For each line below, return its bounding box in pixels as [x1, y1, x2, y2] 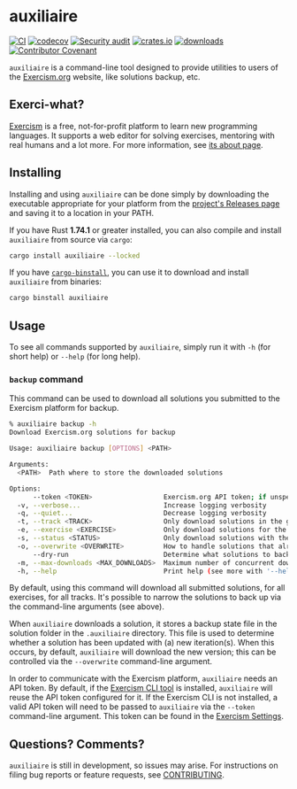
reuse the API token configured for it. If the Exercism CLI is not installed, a [9, 692, 278, 703]
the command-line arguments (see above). [9, 601, 165, 612]
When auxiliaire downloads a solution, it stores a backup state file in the [9, 618, 278, 630]
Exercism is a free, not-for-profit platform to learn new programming [9, 120, 258, 131]
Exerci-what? [9, 97, 85, 112]
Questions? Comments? [9, 737, 145, 752]
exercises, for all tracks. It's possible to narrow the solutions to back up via [9, 592, 281, 603]
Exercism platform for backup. [9, 403, 119, 414]
